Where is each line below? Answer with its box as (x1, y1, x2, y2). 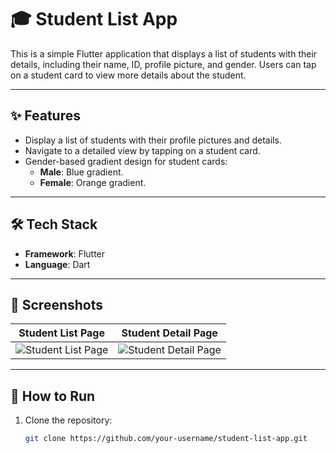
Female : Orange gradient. (39, 176, 147, 188)
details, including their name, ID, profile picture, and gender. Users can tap (10, 58, 317, 70)
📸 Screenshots (10, 296, 104, 313)
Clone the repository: (24, 414, 113, 426)
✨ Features (10, 107, 81, 125)
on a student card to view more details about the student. (10, 69, 247, 81)
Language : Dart (24, 258, 91, 270)
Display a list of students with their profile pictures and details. (24, 134, 282, 146)
